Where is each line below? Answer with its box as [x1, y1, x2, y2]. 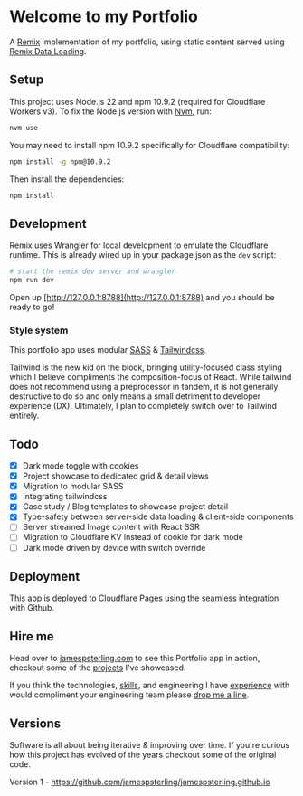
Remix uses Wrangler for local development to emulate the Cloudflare [9, 240, 269, 251]
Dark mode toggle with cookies [22, 460, 139, 471]
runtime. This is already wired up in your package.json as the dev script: [9, 250, 277, 261]
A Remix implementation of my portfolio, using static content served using [9, 36, 285, 47]
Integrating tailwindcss [22, 491, 108, 502]
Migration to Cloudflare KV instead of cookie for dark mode [22, 532, 244, 543]
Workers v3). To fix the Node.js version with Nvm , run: [9, 106, 213, 117]
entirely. [9, 410, 40, 422]
